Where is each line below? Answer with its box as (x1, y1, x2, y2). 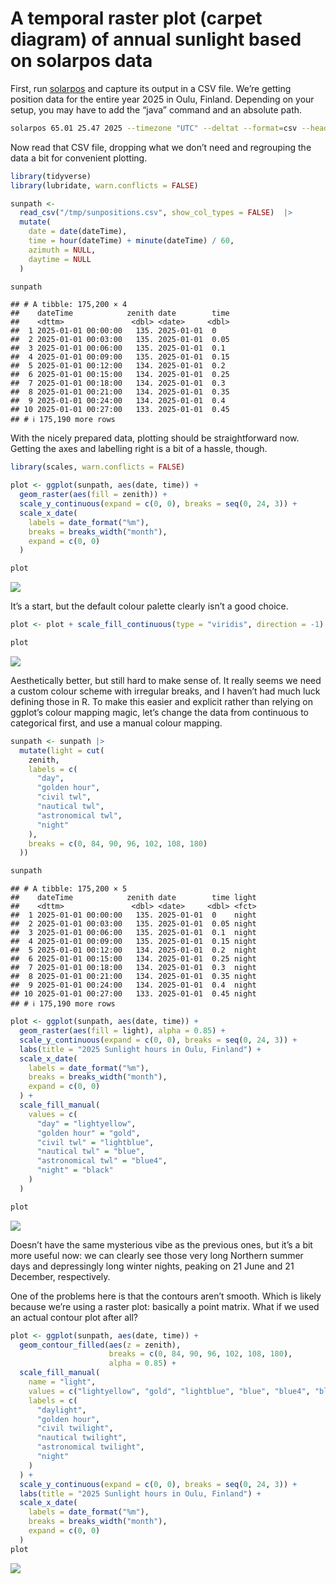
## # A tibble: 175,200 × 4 (10, 300, 128, 310)
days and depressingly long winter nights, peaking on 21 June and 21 (10, 1260, 295, 1272)
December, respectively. (10, 1270, 111, 1282)
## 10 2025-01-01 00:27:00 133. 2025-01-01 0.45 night (10, 989, 257, 999)
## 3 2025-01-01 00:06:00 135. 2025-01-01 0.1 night (10, 928, 257, 938)
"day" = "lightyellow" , (36, 1118, 137, 1129)
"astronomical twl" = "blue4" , (36, 1156, 168, 1166)
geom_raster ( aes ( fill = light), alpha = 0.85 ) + (19, 1026, 226, 1036)
